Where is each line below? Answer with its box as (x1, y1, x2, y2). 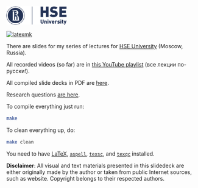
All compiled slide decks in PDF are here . (6, 79, 110, 86)
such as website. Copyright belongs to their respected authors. (6, 175, 164, 182)
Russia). (6, 49, 27, 56)
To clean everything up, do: (6, 126, 76, 134)
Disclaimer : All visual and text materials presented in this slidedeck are (6, 162, 185, 169)
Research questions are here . (6, 91, 80, 98)
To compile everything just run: (6, 103, 85, 110)
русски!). (6, 67, 30, 74)
